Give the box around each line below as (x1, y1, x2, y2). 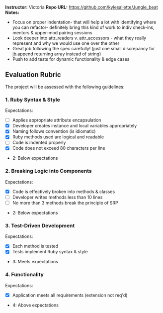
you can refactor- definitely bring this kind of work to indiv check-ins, (12, 24, 155, 30)
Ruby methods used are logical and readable (12, 134, 104, 140)
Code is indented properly (12, 139, 66, 146)
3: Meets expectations (12, 259, 58, 265)
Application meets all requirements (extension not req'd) (12, 292, 128, 298)
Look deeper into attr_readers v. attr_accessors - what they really (12, 35, 147, 41)
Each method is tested (12, 243, 59, 249)
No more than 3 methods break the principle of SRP (12, 200, 118, 206)
